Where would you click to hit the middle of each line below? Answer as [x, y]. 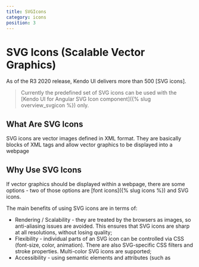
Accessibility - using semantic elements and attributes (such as [93, 257]
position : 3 [21, 23]
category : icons [26, 17]
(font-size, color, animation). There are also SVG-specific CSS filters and [104, 245]
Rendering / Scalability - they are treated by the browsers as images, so [103, 219]
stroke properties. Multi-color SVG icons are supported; [83, 251]
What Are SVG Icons [45, 124]
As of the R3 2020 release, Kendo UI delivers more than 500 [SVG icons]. [96, 81]
